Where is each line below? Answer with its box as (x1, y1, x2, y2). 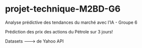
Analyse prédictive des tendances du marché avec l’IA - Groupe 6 (5, 19, 138, 25)
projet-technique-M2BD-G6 (5, 3, 121, 15)
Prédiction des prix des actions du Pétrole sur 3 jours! (5, 29, 113, 34)
